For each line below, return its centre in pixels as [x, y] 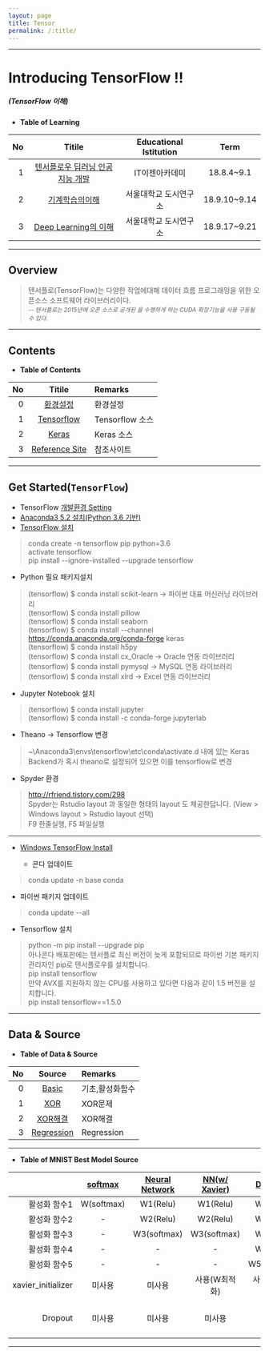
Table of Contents [50, 370]
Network [158, 1189]
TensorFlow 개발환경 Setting [66, 507]
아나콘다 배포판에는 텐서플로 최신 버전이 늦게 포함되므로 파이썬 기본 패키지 [143, 954]
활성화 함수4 [51, 1249]
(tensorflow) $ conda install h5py [82, 647]
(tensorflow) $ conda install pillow [84, 612]
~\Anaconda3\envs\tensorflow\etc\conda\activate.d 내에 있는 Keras [139, 751]
